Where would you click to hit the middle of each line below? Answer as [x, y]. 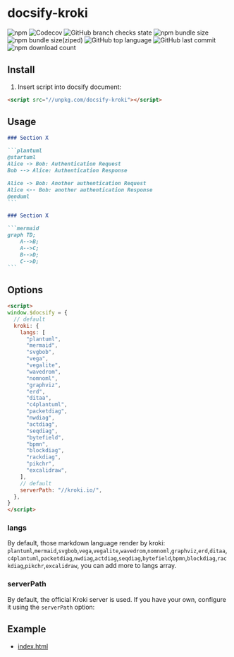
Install [21, 70]
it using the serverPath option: [51, 607]
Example [27, 629]
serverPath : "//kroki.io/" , [61, 490]
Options [25, 290]
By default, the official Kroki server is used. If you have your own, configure [117, 599]
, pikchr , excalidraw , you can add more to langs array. [100, 566]
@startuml [22, 158]
